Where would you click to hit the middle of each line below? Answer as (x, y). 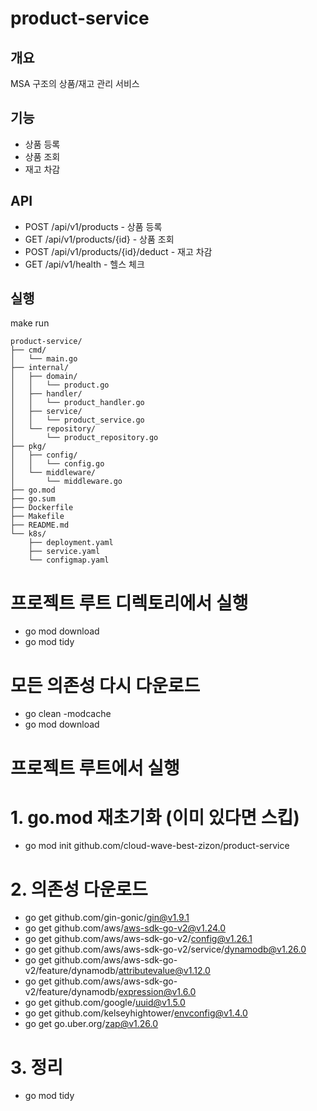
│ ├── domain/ (44, 377)
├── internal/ (40, 368)
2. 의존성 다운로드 (79, 889)
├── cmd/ (28, 350)
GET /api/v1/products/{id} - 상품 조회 (99, 239)
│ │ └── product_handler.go (77, 403)
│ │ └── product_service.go (77, 420)
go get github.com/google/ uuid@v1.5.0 (105, 1003)
